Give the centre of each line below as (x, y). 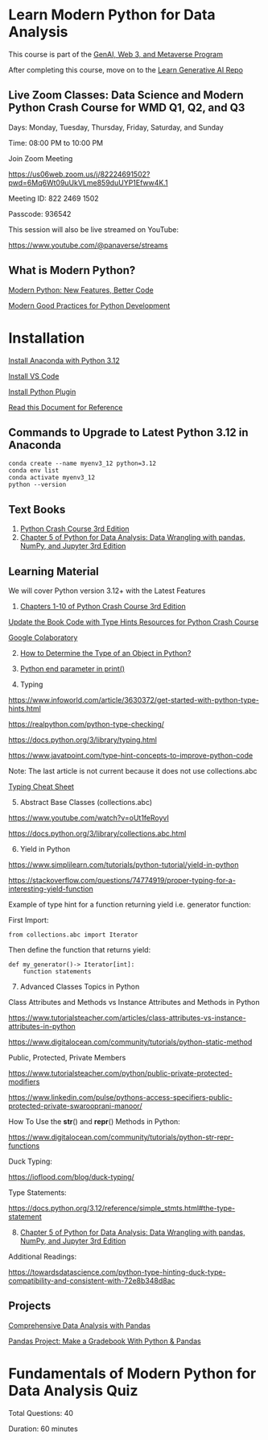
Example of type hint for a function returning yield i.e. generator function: (130, 904)
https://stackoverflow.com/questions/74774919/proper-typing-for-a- (122, 880)
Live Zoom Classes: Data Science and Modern (126, 95)
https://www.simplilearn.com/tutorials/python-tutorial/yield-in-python (124, 865)
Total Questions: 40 (41, 1413)
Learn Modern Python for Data (112, 15)
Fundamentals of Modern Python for (132, 1374)
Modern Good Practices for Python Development (89, 305)
